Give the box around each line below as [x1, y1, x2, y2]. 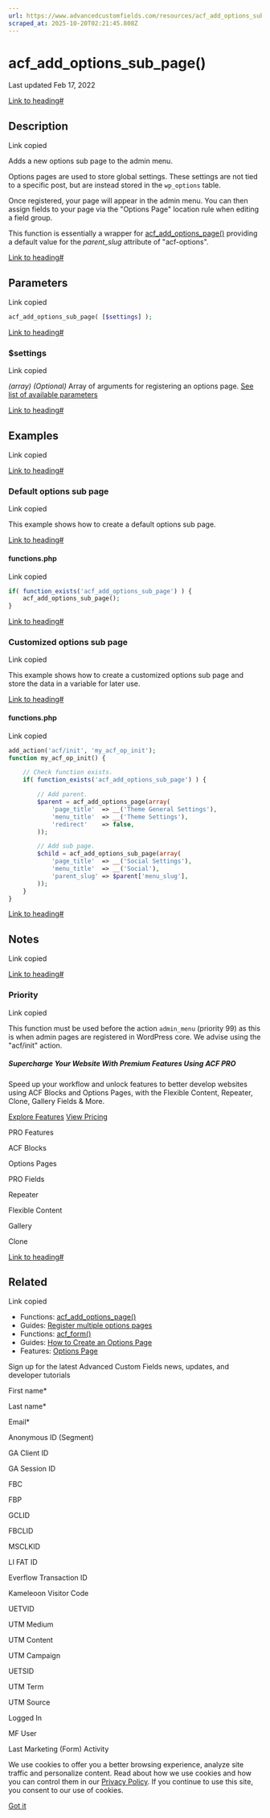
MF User [8, 1729, 38, 1738]
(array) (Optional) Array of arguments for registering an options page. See [8, 381, 254, 391]
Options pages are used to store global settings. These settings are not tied [8, 172, 259, 182]
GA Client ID [8, 1448, 49, 1458]
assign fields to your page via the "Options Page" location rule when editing [8, 204, 260, 214]
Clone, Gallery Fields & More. [8, 1096, 105, 1106]
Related [8, 1275, 48, 1289]
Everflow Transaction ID [8, 1573, 88, 1582]
